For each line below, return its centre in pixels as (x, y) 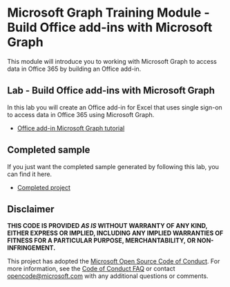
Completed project (44, 187)
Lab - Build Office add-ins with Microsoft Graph (111, 90)
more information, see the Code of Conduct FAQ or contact (91, 269)
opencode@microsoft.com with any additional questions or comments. (108, 276)
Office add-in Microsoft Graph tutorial (71, 128)
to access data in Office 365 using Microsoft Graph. (81, 114)
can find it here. (30, 174)
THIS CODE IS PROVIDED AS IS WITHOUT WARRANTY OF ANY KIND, (107, 226)
